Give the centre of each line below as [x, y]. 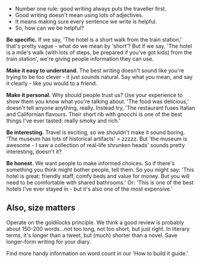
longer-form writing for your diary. [49, 241]
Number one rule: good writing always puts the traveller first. [91, 9]
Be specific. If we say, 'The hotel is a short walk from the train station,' [94, 40]
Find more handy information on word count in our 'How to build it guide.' [97, 253]
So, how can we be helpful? [49, 28]
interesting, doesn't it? [34, 151]
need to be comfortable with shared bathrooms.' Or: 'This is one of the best [100, 182]
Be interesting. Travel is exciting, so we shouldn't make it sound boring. [96, 132]
